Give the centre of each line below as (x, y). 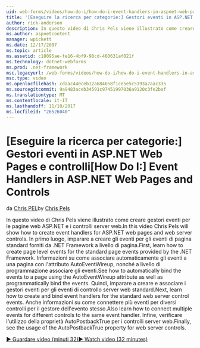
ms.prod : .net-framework (37, 67)
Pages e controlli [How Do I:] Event (92, 166)
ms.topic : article (29, 51)
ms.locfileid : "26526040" (38, 112)
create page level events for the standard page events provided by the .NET (99, 252)
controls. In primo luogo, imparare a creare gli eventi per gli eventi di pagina (99, 239)
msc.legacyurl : (25, 73)
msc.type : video (26, 78)
